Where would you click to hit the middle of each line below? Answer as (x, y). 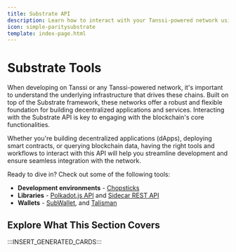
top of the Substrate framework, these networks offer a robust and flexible (115, 102)
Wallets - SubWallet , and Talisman (67, 203)
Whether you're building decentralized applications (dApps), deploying (110, 138)
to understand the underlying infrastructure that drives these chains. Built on (118, 95)
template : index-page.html (47, 33)
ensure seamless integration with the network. (74, 161)
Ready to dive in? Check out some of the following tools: (89, 174)
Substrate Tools (54, 68)
